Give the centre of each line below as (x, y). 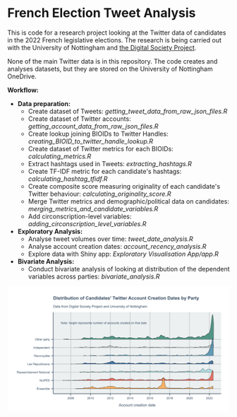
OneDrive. (22, 76)
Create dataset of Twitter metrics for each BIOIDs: (101, 148)
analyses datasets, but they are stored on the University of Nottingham (110, 69)
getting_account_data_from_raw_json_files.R (93, 126)
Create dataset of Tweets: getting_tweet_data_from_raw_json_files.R (128, 111)
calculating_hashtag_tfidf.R (68, 179)
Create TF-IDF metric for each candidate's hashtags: (105, 171)
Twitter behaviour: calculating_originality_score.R (99, 194)
